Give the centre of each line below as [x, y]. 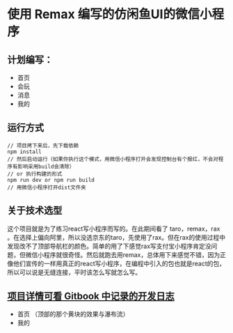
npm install [24, 152]
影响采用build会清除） [46, 166]
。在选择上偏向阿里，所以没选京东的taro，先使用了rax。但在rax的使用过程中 [116, 237]
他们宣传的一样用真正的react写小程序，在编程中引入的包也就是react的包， [119, 263]
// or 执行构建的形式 [35, 174]
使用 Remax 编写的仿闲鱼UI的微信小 [110, 14]
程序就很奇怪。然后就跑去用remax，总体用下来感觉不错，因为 [132, 254]
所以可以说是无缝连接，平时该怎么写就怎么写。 [74, 272]
